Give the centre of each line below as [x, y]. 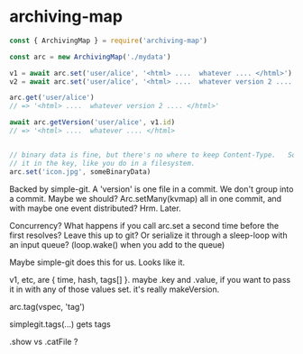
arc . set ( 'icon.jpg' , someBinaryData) [80, 172]
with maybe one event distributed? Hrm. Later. [96, 208]
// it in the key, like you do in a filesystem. [102, 163]
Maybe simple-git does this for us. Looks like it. [97, 262]
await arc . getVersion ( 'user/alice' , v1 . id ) [92, 123]
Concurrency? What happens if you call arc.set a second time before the [144, 225]
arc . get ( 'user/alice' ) [52, 98]
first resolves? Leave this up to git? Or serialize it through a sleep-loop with [148, 235]
